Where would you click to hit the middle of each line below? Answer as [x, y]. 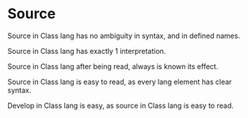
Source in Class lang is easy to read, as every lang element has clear [120, 82]
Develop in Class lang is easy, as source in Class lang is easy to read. [121, 105]
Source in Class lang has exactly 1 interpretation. [87, 51]
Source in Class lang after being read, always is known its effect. [113, 66]
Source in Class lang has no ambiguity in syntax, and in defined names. [124, 36]
